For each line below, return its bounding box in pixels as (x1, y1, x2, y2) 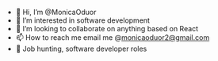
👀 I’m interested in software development (15, 16, 151, 25)
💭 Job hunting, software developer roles (15, 44, 147, 53)
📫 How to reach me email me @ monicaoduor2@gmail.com (15, 33, 210, 42)
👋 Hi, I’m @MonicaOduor (15, 8, 97, 16)
